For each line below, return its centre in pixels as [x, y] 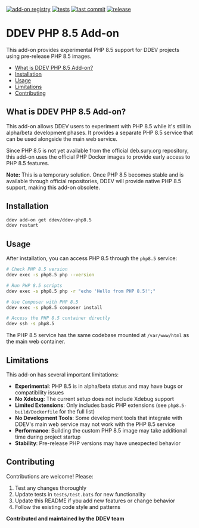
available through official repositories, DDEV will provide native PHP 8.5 [94, 181]
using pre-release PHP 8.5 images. [49, 56]
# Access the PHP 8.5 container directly [58, 318]
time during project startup [48, 437]
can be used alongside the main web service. [62, 139]
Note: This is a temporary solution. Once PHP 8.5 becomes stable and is [95, 175]
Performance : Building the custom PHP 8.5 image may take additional [101, 430]
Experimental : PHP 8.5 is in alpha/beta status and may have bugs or [99, 386]
